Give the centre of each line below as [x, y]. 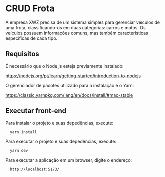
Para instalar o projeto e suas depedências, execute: [59, 123]
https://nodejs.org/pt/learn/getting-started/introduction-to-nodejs [73, 76]
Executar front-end [36, 111]
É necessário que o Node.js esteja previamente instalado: [64, 66]
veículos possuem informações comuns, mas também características [77, 33]
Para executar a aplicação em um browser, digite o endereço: [69, 160]
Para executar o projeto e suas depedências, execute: [61, 142]
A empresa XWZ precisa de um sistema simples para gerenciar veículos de [83, 22]
